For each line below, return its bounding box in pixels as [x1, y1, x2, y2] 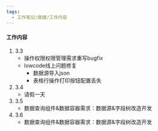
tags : [6, 8, 20, 15]
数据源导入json [32, 69, 70, 77]
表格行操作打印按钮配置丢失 [32, 77, 102, 84]
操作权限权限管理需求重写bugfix [23, 54, 103, 62]
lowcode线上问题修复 [23, 62, 77, 69]
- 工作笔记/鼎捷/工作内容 [11, 14, 67, 20]
